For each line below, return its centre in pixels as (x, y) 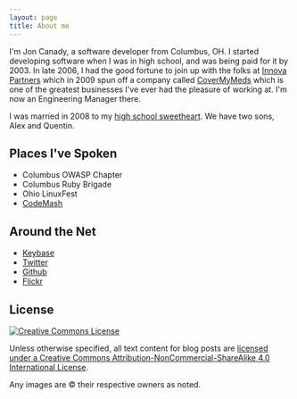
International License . (49, 367)
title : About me (39, 26)
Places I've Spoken (63, 153)
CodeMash (42, 204)
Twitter (35, 262)
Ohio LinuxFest (49, 194)
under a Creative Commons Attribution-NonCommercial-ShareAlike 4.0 (140, 357)
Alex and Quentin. (42, 125)
